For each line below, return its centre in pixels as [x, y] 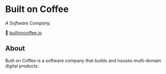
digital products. [22, 65]
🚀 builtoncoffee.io [24, 32]
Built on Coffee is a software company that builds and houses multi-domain [83, 60]
